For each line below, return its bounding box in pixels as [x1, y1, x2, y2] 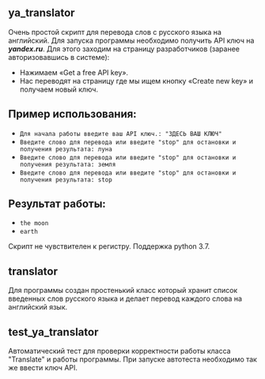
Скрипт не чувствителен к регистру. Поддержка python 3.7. [8, 242, 210, 251]
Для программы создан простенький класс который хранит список [8, 286, 238, 295]
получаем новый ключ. [19, 84, 99, 94]
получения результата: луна [19, 145, 112, 153]
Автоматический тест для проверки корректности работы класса [8, 347, 231, 356]
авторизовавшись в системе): [8, 52, 110, 62]
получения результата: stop [19, 175, 112, 184]
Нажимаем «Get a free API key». [19, 67, 129, 77]
